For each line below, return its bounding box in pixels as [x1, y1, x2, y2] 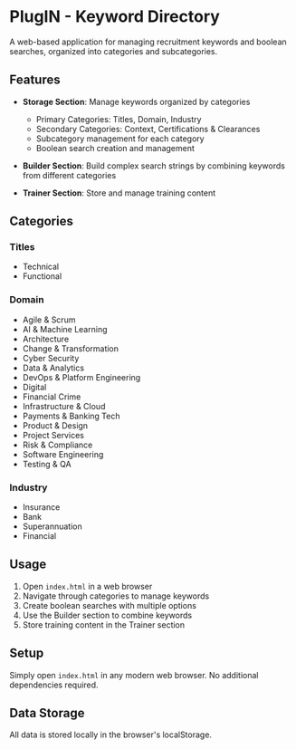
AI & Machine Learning [22, 323, 108, 334]
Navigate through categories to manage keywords [22, 591, 210, 601]
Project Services [22, 429, 84, 440]
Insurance [22, 502, 61, 513]
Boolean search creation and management [35, 142, 195, 153]
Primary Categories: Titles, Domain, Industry [35, 113, 202, 124]
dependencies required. [9, 679, 99, 690]
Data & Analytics [22, 362, 84, 373]
